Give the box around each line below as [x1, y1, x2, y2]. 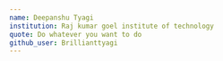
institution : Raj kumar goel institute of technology [9, 22, 215, 30]
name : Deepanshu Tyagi [9, 13, 94, 22]
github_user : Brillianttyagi [9, 38, 118, 48]
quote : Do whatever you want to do [9, 30, 142, 39]
